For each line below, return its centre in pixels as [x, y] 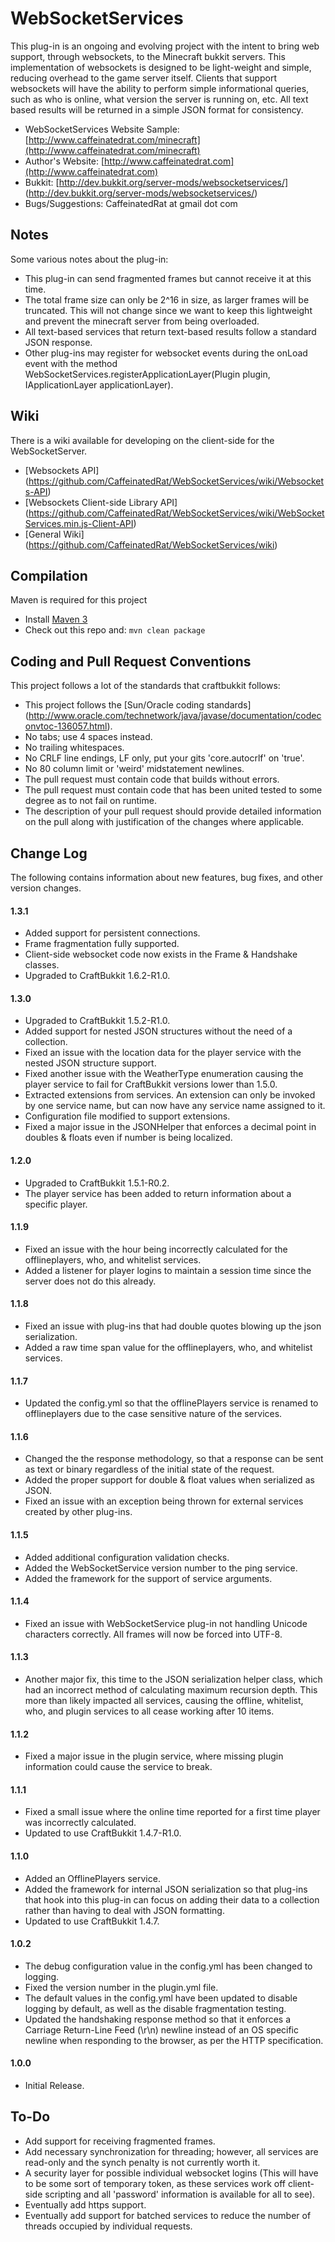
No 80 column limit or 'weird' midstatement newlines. [134, 769]
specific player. [56, 1204]
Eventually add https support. [85, 2204]
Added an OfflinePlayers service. [92, 1878]
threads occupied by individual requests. [108, 2226]
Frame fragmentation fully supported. [102, 944]
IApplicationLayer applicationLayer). [99, 384]
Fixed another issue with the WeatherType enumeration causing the [164, 1074]
